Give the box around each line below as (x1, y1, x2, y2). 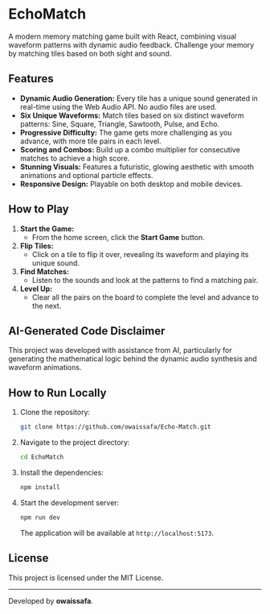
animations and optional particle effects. (19, 170, 153, 180)
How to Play (8, 202, 70, 216)
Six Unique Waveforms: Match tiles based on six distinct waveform (19, 110, 244, 120)
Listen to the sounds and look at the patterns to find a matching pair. (31, 275, 259, 284)
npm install (19, 483, 60, 492)
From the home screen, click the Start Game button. (31, 232, 205, 242)
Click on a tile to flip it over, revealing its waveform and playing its (31, 249, 249, 259)
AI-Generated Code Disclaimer (8, 324, 166, 338)
